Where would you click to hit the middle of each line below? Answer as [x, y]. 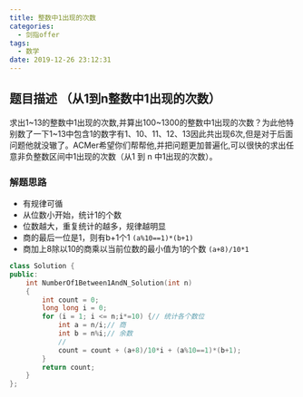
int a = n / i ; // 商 [92, 325]
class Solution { [42, 266]
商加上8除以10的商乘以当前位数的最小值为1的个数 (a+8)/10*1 [136, 249]
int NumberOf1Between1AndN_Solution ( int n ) [109, 283]
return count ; [68, 367]
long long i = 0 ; [74, 308]
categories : [32, 26]
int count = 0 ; [71, 300]
